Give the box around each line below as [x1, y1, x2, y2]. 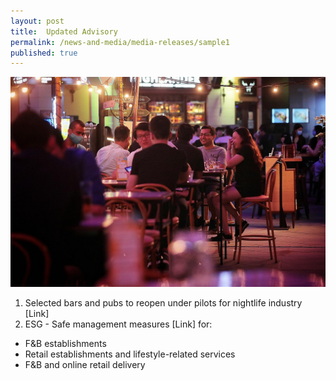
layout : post [10, 16, 65, 26]
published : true [10, 48, 78, 58]
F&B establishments [24, 337, 107, 349]
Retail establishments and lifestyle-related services [24, 348, 236, 360]
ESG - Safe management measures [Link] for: [24, 318, 213, 330]
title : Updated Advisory [10, 26, 118, 37]
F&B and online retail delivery [24, 358, 146, 370]
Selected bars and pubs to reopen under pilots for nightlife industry [24, 296, 303, 309]
